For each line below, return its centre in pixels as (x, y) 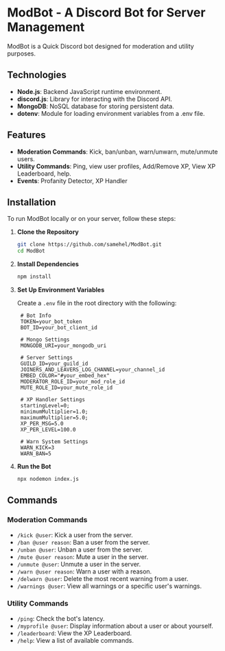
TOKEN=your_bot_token (51, 322)
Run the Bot (34, 466)
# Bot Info (36, 316)
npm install (34, 277)
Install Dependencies (48, 264)
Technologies (37, 75)
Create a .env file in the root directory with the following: (97, 303)
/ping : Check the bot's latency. (61, 618)
